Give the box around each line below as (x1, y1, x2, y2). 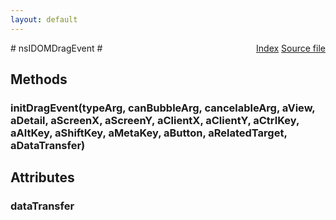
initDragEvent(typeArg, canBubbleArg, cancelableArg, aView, (10, 101, 316, 115)
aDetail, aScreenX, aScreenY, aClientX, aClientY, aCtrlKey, (10, 113, 300, 127)
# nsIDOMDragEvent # (10, 42, 103, 54)
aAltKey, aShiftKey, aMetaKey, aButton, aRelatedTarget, (10, 126, 288, 140)
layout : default (10, 14, 78, 25)
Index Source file (256, 42, 326, 54)
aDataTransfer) (10, 138, 86, 152)
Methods (10, 71, 68, 88)
